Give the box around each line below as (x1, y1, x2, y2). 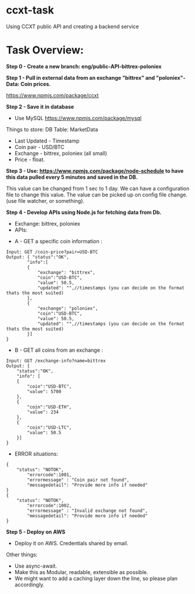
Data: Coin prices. (6, 80, 51, 87)
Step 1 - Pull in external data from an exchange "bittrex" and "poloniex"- (6, 74, 186, 81)
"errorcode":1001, (27, 471, 72, 478)
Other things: (6, 551, 38, 558)
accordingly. (14, 581, 45, 588)
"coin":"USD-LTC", (27, 425, 72, 430)
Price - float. (14, 156, 45, 163)
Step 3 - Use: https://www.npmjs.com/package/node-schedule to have (6, 167, 184, 174)
